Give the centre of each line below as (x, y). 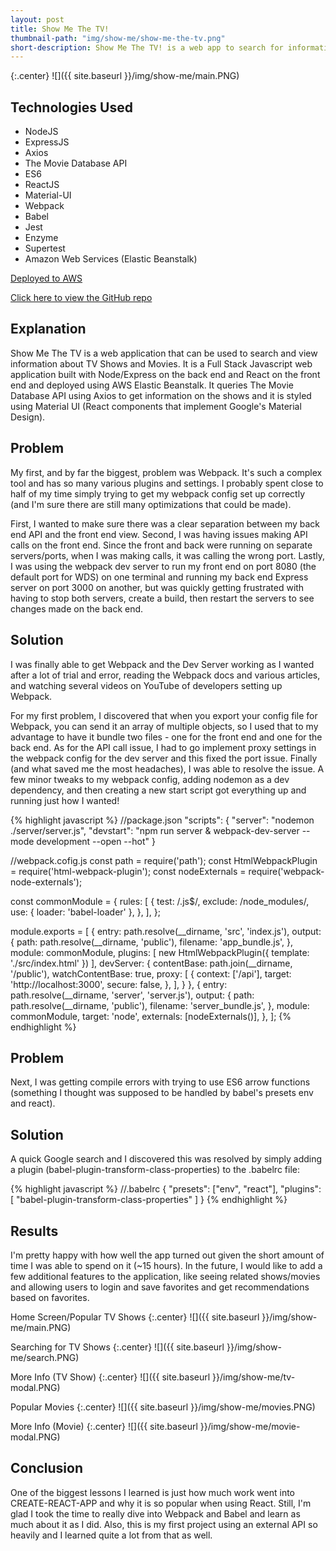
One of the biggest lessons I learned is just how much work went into (152, 1492)
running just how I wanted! (65, 800)
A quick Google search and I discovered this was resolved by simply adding (166, 1159)
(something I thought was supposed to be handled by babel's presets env (162, 1093)
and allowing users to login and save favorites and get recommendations (160, 1287)
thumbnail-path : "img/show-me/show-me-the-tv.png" (118, 38)
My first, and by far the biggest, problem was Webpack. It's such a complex (166, 472)
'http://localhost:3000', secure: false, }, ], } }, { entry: (119, 984)
